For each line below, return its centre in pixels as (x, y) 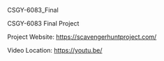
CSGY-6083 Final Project (43, 23)
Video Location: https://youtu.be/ (55, 50)
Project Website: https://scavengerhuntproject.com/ (82, 37)
